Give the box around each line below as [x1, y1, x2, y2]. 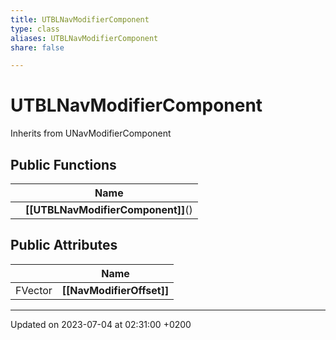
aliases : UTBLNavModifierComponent [10, 33, 159, 43]
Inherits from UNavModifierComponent [10, 127, 172, 140]
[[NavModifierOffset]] [61, 283, 170, 297]
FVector [15, 283, 53, 297]
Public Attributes [10, 237, 118, 254]
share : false [10, 42, 65, 53]
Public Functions [10, 156, 117, 173]
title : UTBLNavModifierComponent [10, 14, 150, 25]
